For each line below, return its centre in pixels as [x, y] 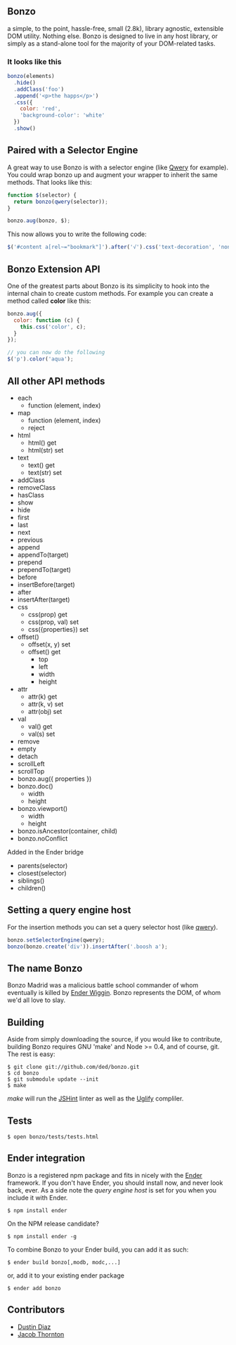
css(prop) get [48, 614]
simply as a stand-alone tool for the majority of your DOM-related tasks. [111, 43]
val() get [40, 726]
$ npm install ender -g [42, 1236]
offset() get [44, 651]
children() [32, 888]
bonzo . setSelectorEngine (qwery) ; [56, 940]
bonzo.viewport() [42, 808]
